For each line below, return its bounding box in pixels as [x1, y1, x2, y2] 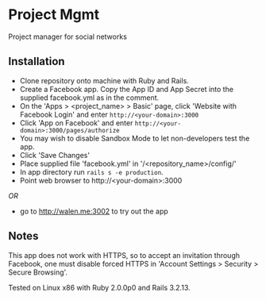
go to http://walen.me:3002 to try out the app [19, 206, 168, 216]
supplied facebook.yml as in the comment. [19, 93, 160, 102]
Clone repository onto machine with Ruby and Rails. [19, 75, 189, 85]
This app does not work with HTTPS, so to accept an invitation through [8, 250, 241, 260]
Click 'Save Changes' [19, 150, 90, 160]
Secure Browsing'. [8, 267, 68, 277]
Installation [8, 55, 65, 68]
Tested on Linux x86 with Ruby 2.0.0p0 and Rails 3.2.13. [8, 283, 191, 292]
